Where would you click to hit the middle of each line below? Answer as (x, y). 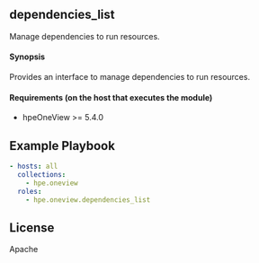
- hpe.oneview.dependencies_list (88, 200)
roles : (30, 191)
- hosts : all (34, 167)
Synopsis (27, 57)
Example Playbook (62, 146)
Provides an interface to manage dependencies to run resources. (129, 77)
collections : (42, 174)
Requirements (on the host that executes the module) (111, 97)
